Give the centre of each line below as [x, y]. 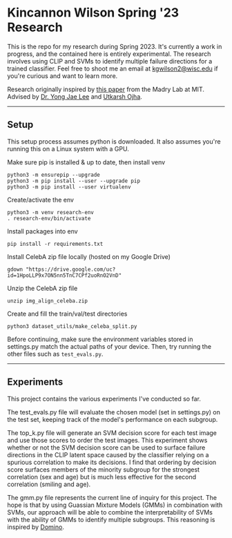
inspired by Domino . [36, 527]
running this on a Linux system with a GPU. [68, 148]
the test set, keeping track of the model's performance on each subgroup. [113, 419]
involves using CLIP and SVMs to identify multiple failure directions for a [110, 61]
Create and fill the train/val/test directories [67, 314]
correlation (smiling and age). [49, 484]
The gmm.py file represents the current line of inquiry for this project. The [112, 497]
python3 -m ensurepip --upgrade [54, 175]
